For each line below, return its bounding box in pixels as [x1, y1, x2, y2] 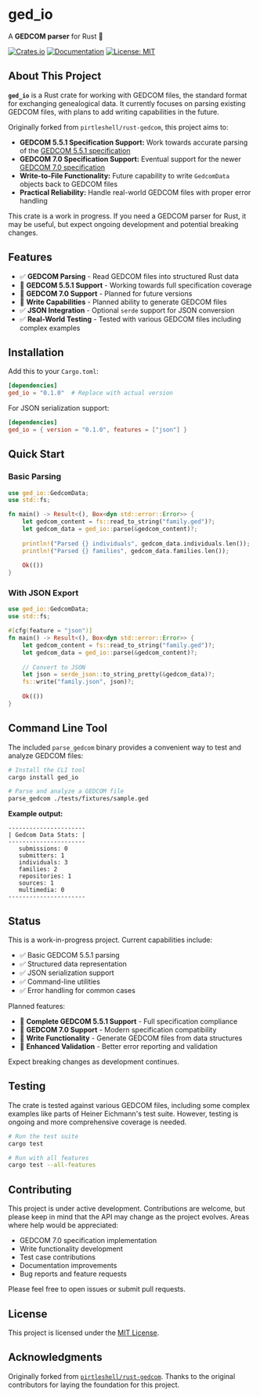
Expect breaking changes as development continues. [8, 1057, 180, 1066]
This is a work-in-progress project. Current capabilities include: [8, 935, 213, 944]
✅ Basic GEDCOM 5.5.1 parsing [19, 950, 120, 959]
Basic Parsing [8, 471, 62, 482]
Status [8, 914, 42, 928]
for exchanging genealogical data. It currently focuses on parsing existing [8, 98, 246, 108]
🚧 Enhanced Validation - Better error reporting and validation [19, 1041, 218, 1050]
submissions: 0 [18, 845, 68, 853]
